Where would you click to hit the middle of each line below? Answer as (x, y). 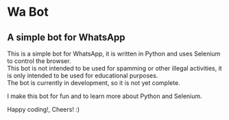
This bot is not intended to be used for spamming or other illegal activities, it (114, 68)
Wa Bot (28, 12)
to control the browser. (39, 61)
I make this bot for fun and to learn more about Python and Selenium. (105, 96)
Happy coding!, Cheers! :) (44, 109)
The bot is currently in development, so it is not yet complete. (94, 83)
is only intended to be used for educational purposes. (83, 75)
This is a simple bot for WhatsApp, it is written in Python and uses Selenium (114, 53)
